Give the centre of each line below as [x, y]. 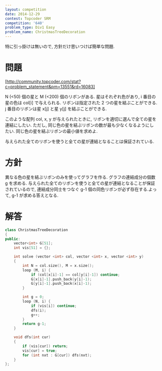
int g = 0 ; [33, 297]
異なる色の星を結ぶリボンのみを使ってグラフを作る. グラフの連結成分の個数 [80, 177]
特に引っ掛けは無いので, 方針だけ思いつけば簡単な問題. [60, 46]
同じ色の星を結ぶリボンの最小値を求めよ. [57, 131]
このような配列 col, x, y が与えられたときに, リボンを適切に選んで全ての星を [81, 119]
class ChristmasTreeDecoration [37, 230]
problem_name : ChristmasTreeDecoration [45, 32]
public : [13, 239]
